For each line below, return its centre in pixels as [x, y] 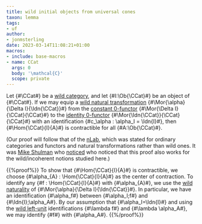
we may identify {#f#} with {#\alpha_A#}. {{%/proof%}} [75, 215]
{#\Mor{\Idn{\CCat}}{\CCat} [145, 115]
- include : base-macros [36, 56]
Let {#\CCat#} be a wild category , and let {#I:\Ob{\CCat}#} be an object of [98, 96]
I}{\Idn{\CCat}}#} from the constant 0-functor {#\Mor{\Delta [99, 109]
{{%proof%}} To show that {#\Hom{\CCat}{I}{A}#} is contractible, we [92, 170]
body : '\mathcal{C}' [37, 73]
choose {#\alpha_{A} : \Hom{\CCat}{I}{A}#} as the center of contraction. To [100, 177]
